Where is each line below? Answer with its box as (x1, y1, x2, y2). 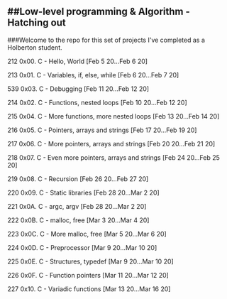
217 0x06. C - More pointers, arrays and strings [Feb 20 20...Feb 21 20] (7, 139, 216, 148)
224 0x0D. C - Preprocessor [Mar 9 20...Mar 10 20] (7, 243, 157, 251)
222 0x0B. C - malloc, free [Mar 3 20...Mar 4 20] (7, 216, 150, 224)
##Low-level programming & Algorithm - (7, 6, 190, 18)
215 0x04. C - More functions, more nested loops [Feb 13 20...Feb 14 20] (7, 112, 220, 120)
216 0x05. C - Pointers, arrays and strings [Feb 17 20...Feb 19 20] (7, 126, 197, 134)
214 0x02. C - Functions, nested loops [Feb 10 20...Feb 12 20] (7, 98, 188, 107)
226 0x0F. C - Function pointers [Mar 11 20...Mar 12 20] (7, 271, 169, 279)
